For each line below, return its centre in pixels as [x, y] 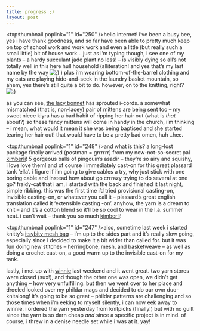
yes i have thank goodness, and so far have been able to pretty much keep [98, 41]
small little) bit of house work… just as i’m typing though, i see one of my [95, 53]
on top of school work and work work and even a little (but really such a [94, 47]
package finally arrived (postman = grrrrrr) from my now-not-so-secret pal [98, 152]
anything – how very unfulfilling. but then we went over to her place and [95, 283]
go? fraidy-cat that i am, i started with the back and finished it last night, [95, 184]
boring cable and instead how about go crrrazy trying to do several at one [97, 178]
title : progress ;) [30, 12]
